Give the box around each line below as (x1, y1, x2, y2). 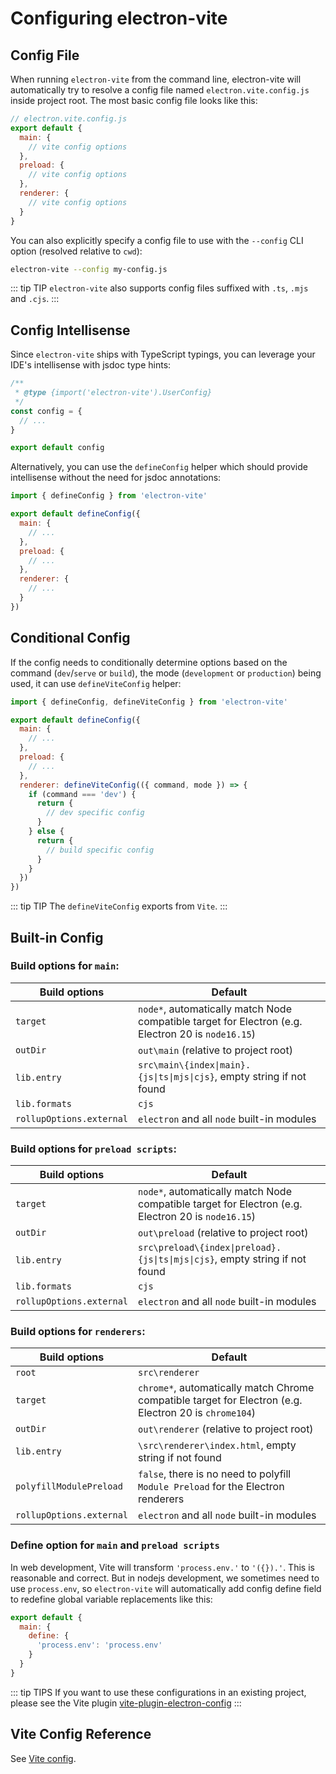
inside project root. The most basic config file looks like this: (10, 95, 258, 106)
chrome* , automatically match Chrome (138, 1381, 315, 1395)
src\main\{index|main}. (138, 1059, 252, 1071)
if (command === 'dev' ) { (28, 789, 137, 799)
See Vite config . (10, 1752, 77, 1764)
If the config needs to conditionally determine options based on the (10, 656, 288, 668)
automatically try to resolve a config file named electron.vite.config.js (10, 84, 310, 96)
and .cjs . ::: (10, 293, 60, 305)
